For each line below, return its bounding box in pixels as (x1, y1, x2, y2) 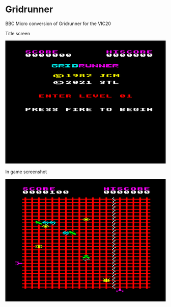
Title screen (5, 30, 31, 36)
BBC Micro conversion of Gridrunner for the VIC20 (5, 20, 111, 27)
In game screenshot (5, 169, 47, 175)
